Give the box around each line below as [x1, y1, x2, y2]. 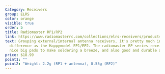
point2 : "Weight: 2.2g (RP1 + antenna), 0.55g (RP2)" [5, 61, 118, 66]
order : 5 [5, 25, 23, 30]
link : [5, 35, 16, 39]
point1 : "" [5, 57, 27, 62]
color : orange [5, 16, 34, 21]
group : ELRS [5, 12, 29, 17]
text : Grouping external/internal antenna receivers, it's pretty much [5, 39, 155, 44]
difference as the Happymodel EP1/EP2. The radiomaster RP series [9, 43, 148, 48]
